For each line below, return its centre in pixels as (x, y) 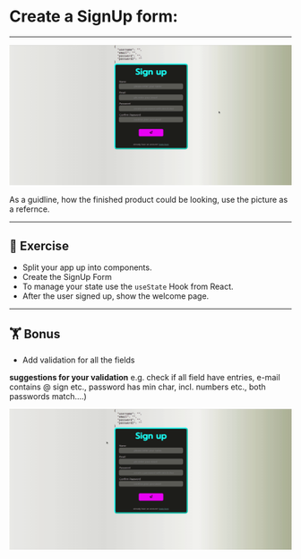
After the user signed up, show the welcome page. (116, 296)
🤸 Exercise (39, 245)
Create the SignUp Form (67, 277)
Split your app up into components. (87, 267)
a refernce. (30, 209)
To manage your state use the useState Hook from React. (128, 287)
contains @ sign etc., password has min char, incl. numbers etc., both (138, 387)
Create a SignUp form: (94, 17)
